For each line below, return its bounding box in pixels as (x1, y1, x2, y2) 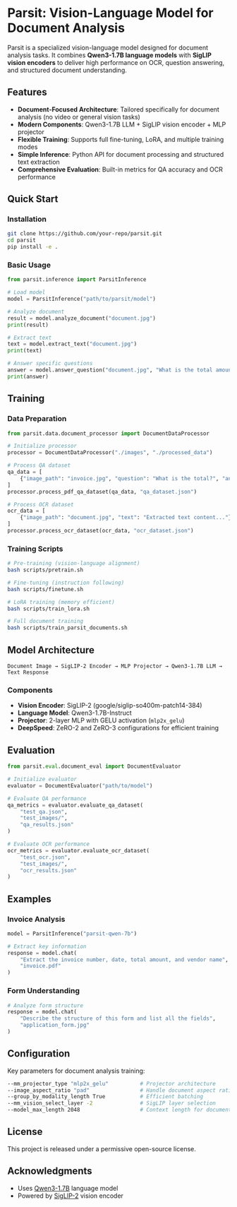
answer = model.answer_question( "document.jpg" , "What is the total (7, 367, 213, 374)
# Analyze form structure (7, 1001, 83, 1009)
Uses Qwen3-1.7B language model (17, 1184, 119, 1192)
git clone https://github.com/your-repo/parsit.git (7, 230, 162, 237)
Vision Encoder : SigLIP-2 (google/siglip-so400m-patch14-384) (17, 701, 202, 710)
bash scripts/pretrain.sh (7, 566, 83, 573)
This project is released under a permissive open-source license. (7, 1144, 196, 1153)
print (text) (7, 347, 42, 355)
